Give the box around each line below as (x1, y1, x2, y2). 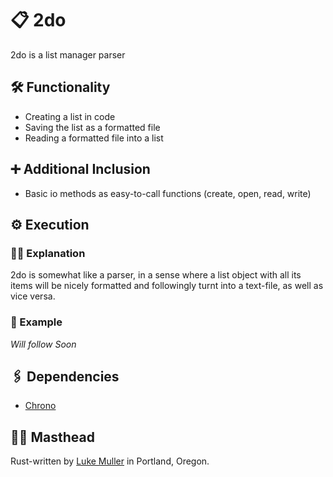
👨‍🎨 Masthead (10, 428, 96, 446)
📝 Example (10, 315, 63, 329)
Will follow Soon (10, 338, 77, 350)
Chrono (24, 400, 57, 412)
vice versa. (10, 290, 56, 302)
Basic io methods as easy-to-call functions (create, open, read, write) (24, 187, 312, 199)
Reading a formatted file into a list (24, 132, 164, 144)
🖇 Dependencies (10, 368, 120, 385)
